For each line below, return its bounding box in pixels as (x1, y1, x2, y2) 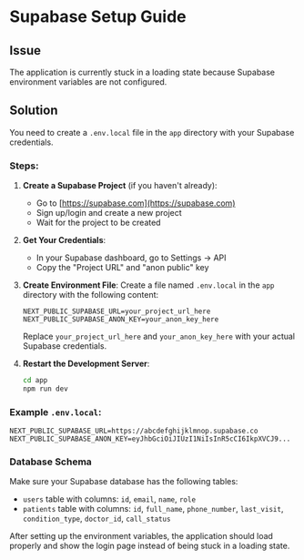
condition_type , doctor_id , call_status (22, 513, 171, 524)
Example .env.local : (9, 405, 102, 418)
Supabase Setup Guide (9, 6, 187, 27)
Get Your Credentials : (22, 235, 106, 246)
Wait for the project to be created (35, 217, 161, 229)
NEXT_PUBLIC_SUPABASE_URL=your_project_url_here (22, 307, 211, 316)
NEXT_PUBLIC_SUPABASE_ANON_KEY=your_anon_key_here (22, 315, 219, 324)
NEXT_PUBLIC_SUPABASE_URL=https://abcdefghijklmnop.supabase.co (9, 426, 258, 436)
